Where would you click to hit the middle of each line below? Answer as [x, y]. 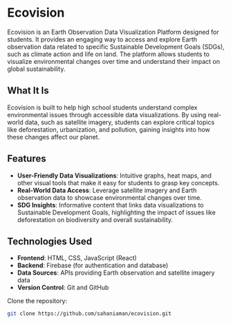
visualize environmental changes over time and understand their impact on [113, 61]
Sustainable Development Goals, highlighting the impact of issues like [116, 212]
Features [27, 159]
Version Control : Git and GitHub [63, 288]
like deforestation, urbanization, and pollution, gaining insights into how [109, 129]
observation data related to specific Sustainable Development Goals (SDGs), [116, 46]
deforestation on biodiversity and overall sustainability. [95, 219]
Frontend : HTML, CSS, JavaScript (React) [77, 258]
